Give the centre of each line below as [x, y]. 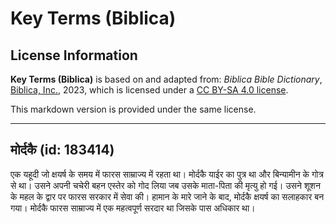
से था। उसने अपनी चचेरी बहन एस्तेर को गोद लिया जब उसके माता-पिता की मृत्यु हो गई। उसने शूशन [165, 185]
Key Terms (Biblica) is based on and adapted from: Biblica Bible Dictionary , [166, 79]
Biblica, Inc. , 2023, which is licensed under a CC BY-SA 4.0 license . [149, 90]
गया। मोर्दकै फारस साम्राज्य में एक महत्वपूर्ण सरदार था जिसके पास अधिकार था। [133, 208]
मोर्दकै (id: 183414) [62, 150]
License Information [74, 55]
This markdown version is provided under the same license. [133, 109]
